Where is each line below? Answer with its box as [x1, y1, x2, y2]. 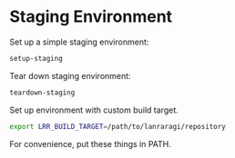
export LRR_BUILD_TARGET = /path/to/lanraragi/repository [9, 122, 226, 131]
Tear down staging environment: [9, 70, 131, 81]
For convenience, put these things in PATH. [9, 138, 171, 149]
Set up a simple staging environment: [9, 36, 149, 47]
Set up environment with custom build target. [9, 104, 179, 115]
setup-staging [9, 54, 64, 63]
